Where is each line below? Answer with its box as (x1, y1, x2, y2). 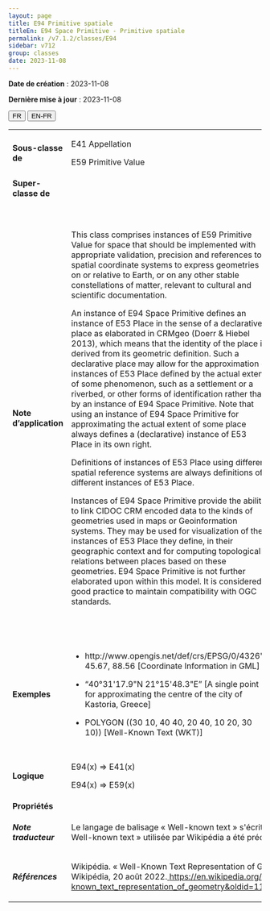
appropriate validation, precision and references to (71, 249, 263, 260)
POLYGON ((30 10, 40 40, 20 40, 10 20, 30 (84, 717, 252, 728)
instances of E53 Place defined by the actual (71, 368, 240, 379)
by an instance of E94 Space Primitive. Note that (71, 398, 255, 410)
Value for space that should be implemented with (71, 239, 256, 250)
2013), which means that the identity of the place (71, 338, 259, 349)
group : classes (8, 49, 59, 57)
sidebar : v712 (8, 42, 56, 50)
